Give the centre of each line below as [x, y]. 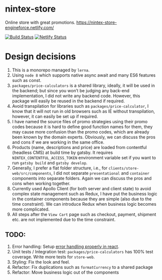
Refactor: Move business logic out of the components [66, 272]
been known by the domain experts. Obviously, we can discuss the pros [84, 137]
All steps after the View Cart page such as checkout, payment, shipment [84, 214]
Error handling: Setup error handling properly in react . [66, 247]
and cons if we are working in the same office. [58, 142]
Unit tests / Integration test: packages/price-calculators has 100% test [82, 251]
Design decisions [40, 57]
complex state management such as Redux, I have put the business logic [85, 194]
